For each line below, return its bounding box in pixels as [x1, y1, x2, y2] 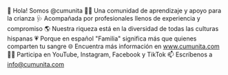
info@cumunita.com [7, 61, 65, 68]
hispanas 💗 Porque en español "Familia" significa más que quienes [7, 34, 197, 43]
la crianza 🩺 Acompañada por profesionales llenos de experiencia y [7, 14, 201, 22]
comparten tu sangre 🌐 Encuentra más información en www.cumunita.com [7, 42, 220, 50]
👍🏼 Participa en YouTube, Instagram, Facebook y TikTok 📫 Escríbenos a [7, 50, 213, 58]
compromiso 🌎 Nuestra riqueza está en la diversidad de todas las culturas [7, 25, 219, 32]
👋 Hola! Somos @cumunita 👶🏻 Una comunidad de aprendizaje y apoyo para [7, 7, 222, 14]
